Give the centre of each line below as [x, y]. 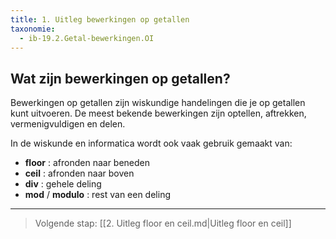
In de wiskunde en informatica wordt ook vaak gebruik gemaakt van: [151, 143]
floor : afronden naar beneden [87, 163]
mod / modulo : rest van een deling [97, 195]
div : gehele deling [63, 184]
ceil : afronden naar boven [79, 173]
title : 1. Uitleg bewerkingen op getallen [100, 19]
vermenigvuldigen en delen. [68, 124]
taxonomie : [33, 29]
